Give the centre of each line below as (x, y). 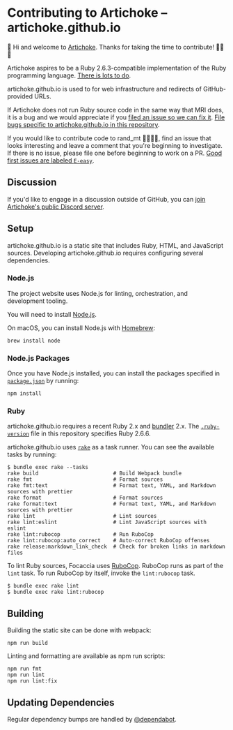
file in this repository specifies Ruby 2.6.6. (91, 433)
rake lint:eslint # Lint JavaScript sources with (107, 522)
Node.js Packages (39, 358)
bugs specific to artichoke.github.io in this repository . (83, 124)
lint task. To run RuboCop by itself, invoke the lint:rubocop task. (102, 573)
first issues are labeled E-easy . (51, 160)
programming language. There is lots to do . (69, 75)
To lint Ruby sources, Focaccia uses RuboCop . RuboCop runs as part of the (115, 566)
